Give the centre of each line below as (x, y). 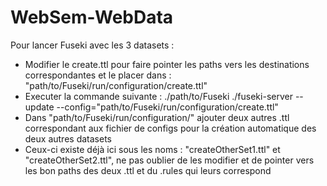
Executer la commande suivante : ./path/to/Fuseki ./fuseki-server (158, 96)
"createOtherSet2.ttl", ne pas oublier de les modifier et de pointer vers (169, 160)
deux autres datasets (68, 138)
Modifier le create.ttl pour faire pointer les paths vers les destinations (167, 64)
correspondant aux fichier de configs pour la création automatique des (170, 128)
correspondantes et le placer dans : (98, 75)
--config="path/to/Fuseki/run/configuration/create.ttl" (167, 107)
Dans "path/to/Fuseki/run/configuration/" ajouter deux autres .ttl (157, 117)
